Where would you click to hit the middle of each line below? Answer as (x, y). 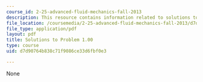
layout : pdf (21, 34)
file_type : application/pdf (42, 29)
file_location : (25, 23)
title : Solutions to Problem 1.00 (50, 40)
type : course (23, 46)
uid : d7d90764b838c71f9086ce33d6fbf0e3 (56, 51)
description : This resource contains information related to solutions (98, 17)
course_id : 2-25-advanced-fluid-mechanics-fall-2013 (74, 12)
